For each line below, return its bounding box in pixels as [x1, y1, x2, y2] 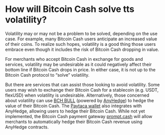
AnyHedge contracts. [5, 124, 49, 130]
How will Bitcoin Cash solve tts [5, 3, 135, 15]
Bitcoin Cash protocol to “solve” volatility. [5, 72, 89, 78]
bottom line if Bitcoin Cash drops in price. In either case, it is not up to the [5, 66, 156, 73]
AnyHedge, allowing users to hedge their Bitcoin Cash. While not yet [5, 108, 145, 114]
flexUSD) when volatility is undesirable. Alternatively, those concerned [5, 92, 150, 98]
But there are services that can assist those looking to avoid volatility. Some [5, 81, 160, 88]
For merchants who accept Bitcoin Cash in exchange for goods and [5, 56, 143, 62]
